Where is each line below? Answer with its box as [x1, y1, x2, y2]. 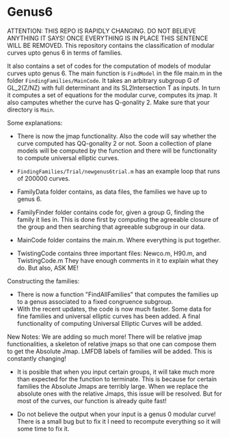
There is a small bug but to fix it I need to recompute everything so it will [16, 417, 221, 425]
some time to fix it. [16, 424, 70, 433]
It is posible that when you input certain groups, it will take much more [16, 368, 215, 376]
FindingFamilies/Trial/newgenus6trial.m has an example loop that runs [16, 167, 221, 175]
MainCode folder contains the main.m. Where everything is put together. [16, 235, 221, 244]
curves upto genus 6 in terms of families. [7, 49, 123, 57]
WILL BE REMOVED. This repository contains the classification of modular [7, 41, 215, 49]
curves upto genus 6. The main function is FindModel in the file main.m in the [7, 69, 223, 77]
